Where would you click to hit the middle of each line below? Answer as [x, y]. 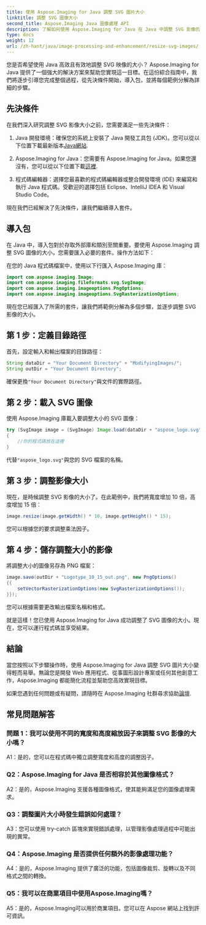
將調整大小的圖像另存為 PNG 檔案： [51, 566]
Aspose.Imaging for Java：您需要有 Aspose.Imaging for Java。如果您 [103, 158]
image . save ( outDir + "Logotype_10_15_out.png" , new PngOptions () [91, 578]
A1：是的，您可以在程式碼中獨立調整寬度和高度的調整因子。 [82, 757]
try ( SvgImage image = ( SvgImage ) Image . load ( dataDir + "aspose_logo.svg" [104, 430]
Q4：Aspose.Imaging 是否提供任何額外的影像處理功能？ [90, 854]
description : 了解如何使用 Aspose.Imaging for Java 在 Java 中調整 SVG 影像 [101, 29]
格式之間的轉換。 [28, 876]
